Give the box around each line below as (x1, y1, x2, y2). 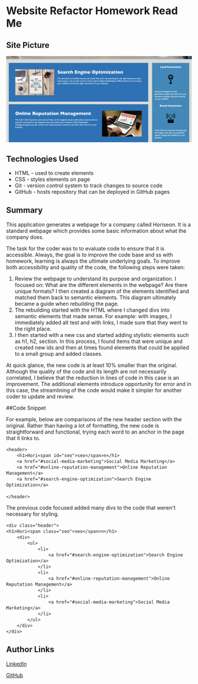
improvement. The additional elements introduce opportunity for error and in (6, 380, 192, 387)
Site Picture (6, 40, 50, 50)
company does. (6, 233, 44, 240)
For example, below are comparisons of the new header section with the (6, 415, 182, 422)
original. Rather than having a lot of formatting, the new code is (6, 422, 159, 429)
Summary (6, 205, 43, 216)
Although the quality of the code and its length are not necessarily (6, 368, 167, 375)
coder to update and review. (6, 393, 75, 400)
